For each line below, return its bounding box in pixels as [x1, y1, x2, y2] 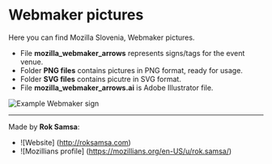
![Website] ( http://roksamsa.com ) [19, 137, 131, 147]
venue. [19, 57, 44, 67]
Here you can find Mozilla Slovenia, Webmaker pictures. [8, 32, 195, 42]
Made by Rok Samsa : [8, 122, 80, 132]
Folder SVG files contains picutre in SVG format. [19, 74, 182, 84]
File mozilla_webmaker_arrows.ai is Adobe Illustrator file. [19, 83, 214, 93]
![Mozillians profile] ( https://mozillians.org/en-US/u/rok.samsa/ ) [19, 146, 232, 156]
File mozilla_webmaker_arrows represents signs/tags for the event [19, 48, 245, 58]
